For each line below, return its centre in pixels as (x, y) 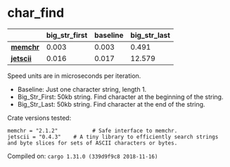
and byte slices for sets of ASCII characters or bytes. (92, 143)
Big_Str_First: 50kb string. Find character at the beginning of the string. (120, 97)
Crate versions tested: (39, 118)
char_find (36, 13)
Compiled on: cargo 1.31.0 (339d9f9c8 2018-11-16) (83, 156)
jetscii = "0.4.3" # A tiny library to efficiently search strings (113, 137)
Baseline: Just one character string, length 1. (82, 89)
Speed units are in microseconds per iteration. (74, 76)
